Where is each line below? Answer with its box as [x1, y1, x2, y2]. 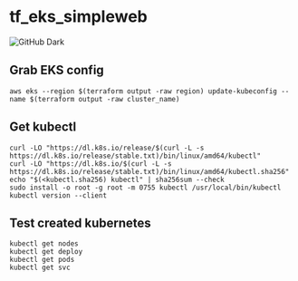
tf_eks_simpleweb [9, 6, 148, 27]
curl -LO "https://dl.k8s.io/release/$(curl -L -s [9, 143, 205, 152]
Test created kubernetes [9, 215, 151, 230]
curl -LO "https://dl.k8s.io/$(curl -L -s [9, 159, 172, 169]
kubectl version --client [9, 190, 107, 200]
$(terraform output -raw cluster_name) [29, 94, 180, 103]
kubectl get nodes [9, 239, 79, 248]
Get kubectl [9, 120, 77, 135]
